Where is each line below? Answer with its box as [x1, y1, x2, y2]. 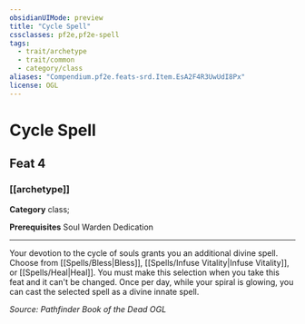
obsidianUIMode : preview [9, 13, 103, 23]
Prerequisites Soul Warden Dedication [9, 221, 154, 232]
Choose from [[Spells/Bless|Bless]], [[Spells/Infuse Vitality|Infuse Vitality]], [9, 257, 290, 268]
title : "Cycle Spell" [9, 22, 92, 31]
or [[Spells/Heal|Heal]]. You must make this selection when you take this [9, 267, 280, 278]
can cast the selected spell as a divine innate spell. [9, 286, 200, 297]
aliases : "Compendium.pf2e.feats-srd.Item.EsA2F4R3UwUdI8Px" [9, 73, 246, 82]
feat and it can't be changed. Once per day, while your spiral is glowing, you [9, 276, 294, 287]
